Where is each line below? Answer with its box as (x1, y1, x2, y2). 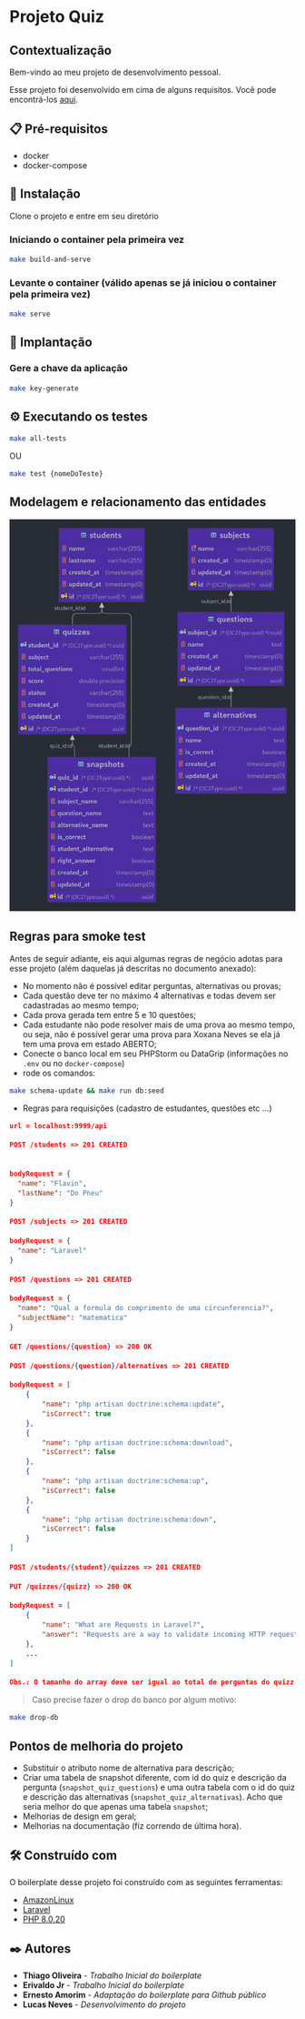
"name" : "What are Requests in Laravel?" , (42, 1620, 205, 1630)
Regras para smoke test (9, 929, 147, 944)
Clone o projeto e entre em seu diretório (9, 210, 159, 221)
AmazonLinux (22, 1894, 74, 1905)
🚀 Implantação (9, 335, 93, 350)
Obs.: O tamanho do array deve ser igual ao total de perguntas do (9, 1678, 271, 1687)
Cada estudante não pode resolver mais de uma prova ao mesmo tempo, (22, 1019, 296, 1030)
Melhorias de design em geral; (22, 1811, 137, 1822)
